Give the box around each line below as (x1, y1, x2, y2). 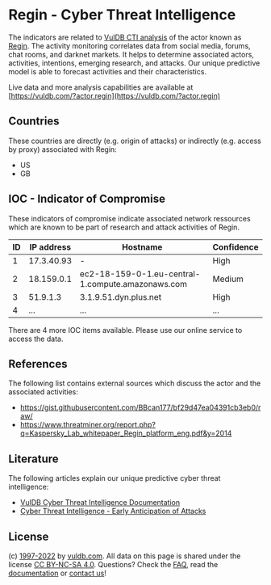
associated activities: (8, 387, 79, 397)
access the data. (8, 334, 64, 343)
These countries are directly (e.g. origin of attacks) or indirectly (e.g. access (8, 136, 262, 145)
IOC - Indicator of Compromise (8, 192, 165, 206)
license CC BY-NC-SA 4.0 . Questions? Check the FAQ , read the (8, 560, 219, 569)
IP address (29, 241, 71, 252)
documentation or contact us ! (8, 568, 107, 578)
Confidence (212, 241, 259, 252)
